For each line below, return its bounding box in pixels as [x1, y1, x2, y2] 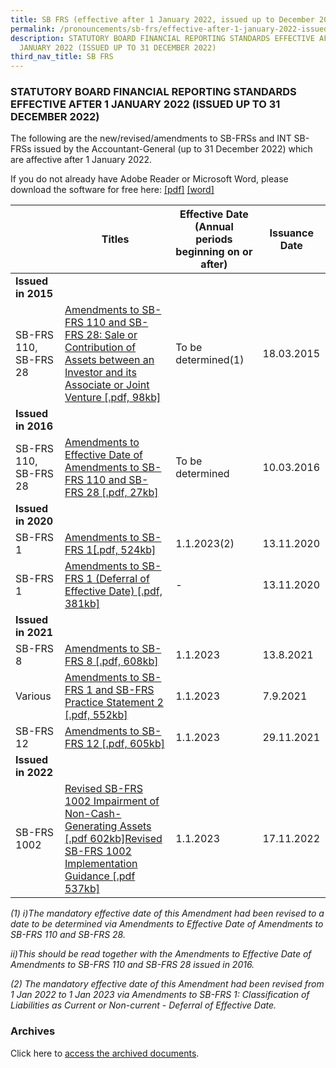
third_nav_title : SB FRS [10, 52, 114, 62]
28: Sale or [86, 328, 138, 342]
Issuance [269, 226, 315, 240]
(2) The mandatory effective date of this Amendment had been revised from [10, 978, 325, 990]
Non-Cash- [64, 807, 122, 821]
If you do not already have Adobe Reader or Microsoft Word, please [10, 173, 289, 185]
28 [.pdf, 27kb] [86, 486, 159, 500]
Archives [10, 1024, 56, 1038]
